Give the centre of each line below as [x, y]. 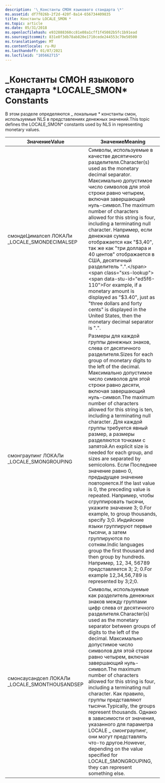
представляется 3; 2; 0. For [120, 569]
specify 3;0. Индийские [116, 520]
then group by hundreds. [117, 557]
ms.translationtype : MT [29, 42]
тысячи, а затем [107, 532]
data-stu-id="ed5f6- [129, 279]
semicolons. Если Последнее [123, 465]
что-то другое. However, [117, 743]
